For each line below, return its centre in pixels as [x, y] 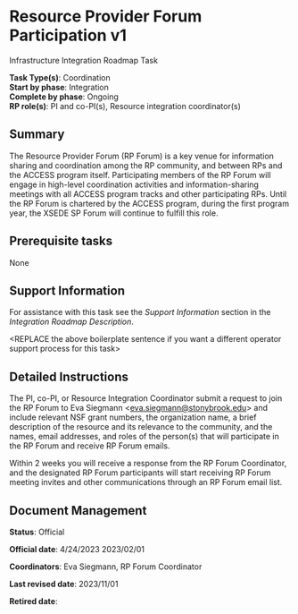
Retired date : [33, 601]
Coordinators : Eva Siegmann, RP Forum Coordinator [106, 567]
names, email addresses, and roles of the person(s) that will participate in [144, 437]
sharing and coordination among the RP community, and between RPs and [146, 165]
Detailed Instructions [69, 376]
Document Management [78, 511]
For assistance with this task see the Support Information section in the [140, 312]
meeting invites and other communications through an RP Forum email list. [146, 482]
